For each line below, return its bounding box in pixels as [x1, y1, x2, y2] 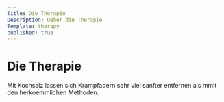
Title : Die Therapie [7, 10, 66, 17]
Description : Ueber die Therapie [7, 16, 103, 23]
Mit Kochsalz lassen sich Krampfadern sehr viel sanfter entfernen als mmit [7, 81, 217, 90]
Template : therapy [7, 23, 60, 29]
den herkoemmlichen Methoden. [7, 88, 99, 97]
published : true [7, 29, 53, 36]
